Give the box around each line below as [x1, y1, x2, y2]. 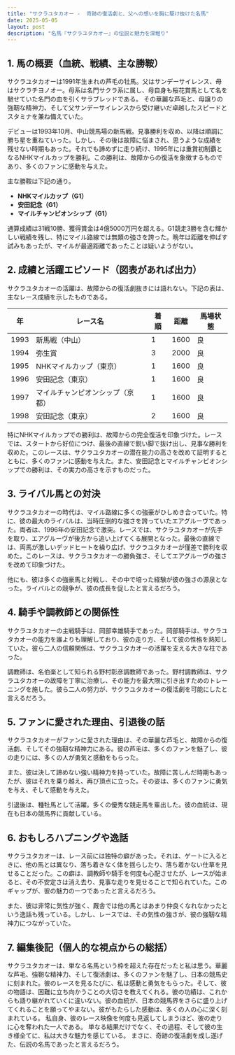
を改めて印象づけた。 [7, 560, 69, 569]
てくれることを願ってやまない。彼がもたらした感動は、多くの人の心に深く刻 [7, 1005, 227, 1013]
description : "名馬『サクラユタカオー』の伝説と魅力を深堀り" [7, 29, 169, 37]
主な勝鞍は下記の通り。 [7, 177, 75, 185]
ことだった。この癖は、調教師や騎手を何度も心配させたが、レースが [19, 869, 215, 878]
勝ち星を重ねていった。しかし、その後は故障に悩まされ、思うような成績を [7, 136, 222, 144]
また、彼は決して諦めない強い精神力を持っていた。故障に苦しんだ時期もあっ [7, 768, 227, 777]
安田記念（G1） [17, 201, 62, 209]
